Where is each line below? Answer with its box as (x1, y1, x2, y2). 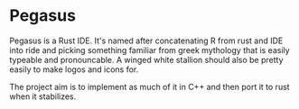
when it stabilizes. (9, 91, 77, 102)
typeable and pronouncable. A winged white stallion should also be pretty (9, 54, 284, 65)
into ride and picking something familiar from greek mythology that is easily (9, 44, 291, 55)
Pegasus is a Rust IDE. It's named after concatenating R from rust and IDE (9, 35, 284, 46)
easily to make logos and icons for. (9, 64, 139, 75)
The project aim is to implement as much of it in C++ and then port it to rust (9, 81, 291, 92)
